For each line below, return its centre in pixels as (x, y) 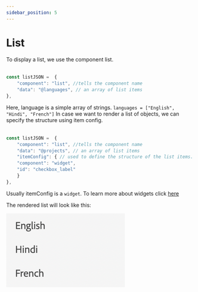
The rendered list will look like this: (49, 205)
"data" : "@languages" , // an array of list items (80, 90)
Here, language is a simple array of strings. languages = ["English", (90, 107)
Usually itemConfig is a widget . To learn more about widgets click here (93, 193)
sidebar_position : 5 (32, 13)
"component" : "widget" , (47, 163)
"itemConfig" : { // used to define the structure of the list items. (105, 157)
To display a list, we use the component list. (60, 59)
